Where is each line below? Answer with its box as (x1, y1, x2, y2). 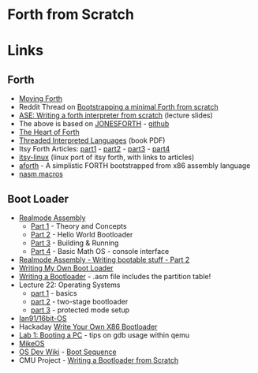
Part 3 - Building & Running (30, 238, 119, 248)
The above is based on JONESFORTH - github (18, 119, 170, 129)
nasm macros (18, 170, 64, 179)
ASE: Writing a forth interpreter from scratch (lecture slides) (18, 110, 214, 120)
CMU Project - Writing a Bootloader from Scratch (18, 356, 179, 364)
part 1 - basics (30, 289, 77, 297)
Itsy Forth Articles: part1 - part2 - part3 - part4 (18, 144, 170, 154)
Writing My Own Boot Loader (18, 263, 114, 273)
